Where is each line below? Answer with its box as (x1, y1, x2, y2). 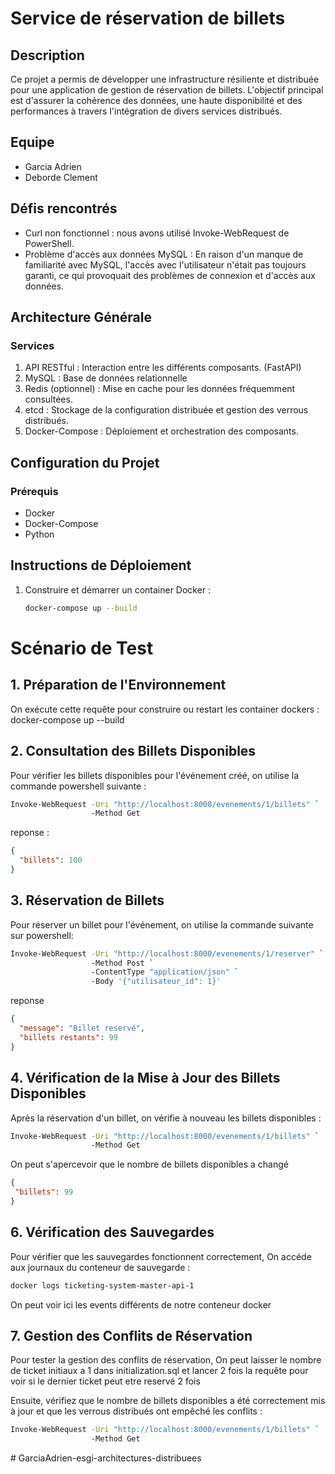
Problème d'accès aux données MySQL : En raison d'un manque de (24, 248, 304, 260)
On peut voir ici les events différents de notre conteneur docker (10, 1298, 272, 1311)
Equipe (10, 134, 55, 151)
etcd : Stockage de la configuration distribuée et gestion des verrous (24, 404, 309, 416)
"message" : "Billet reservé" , (19, 1023, 145, 1034)
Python (24, 528, 55, 540)
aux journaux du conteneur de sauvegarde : (10, 1261, 191, 1273)
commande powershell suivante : (10, 780, 147, 792)
